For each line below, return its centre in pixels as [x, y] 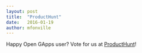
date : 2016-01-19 [30, 22]
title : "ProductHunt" [34, 17]
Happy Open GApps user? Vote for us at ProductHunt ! [71, 44]
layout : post [22, 11]
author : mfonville [28, 28]
